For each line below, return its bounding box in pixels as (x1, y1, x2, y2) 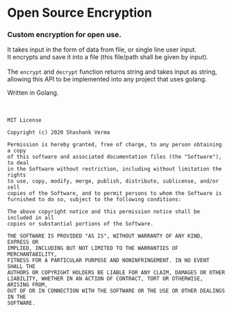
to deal (7, 159, 30, 166)
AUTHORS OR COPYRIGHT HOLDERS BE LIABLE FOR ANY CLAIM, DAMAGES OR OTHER (7, 270, 226, 276)
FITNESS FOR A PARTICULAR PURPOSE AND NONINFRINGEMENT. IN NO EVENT (7, 257, 210, 264)
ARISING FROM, (7, 281, 49, 288)
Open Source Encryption (7, 5, 153, 21)
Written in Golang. (7, 88, 59, 97)
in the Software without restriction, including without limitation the (7, 166, 222, 173)
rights (7, 172, 26, 179)
